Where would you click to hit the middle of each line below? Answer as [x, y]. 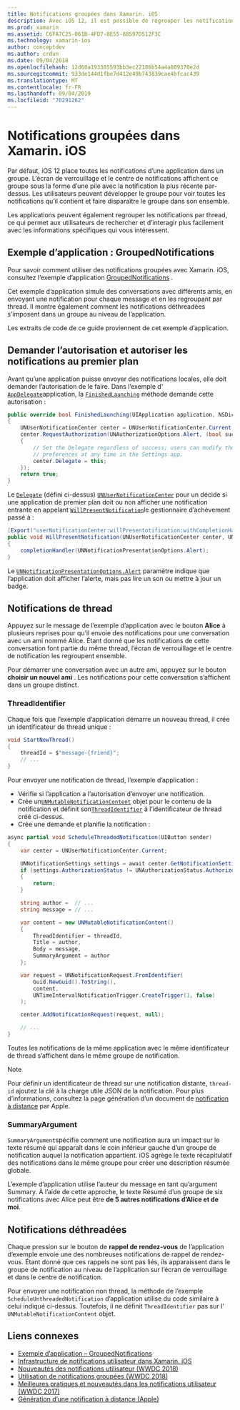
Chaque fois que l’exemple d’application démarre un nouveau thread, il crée [119, 719]
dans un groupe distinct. [43, 685]
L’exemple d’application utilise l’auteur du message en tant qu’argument [112, 1184]
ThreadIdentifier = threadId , [78, 936]
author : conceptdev [36, 47]
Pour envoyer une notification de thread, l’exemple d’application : [103, 780]
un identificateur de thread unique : [59, 727]
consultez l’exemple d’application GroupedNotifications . [90, 277]
